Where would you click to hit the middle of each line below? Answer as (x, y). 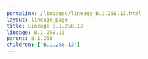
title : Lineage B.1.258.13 (45, 26)
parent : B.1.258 (29, 39)
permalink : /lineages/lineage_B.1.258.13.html (74, 13)
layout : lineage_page (37, 20)
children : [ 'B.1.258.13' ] (43, 45)
